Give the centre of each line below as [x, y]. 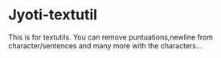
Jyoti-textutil [53, 15]
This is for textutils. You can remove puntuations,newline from [111, 37]
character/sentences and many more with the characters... [105, 45]
